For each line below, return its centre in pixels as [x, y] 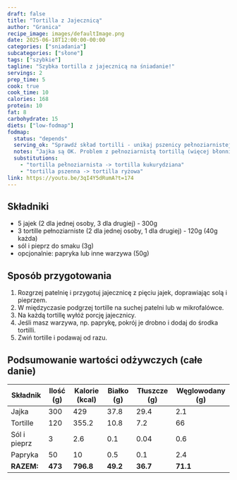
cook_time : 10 [28, 92]
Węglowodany [201, 390]
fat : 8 [17, 112]
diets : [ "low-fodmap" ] [41, 125]
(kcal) [86, 400]
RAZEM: [25, 466]
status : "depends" [41, 138]
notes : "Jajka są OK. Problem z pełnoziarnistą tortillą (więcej [112, 152]
